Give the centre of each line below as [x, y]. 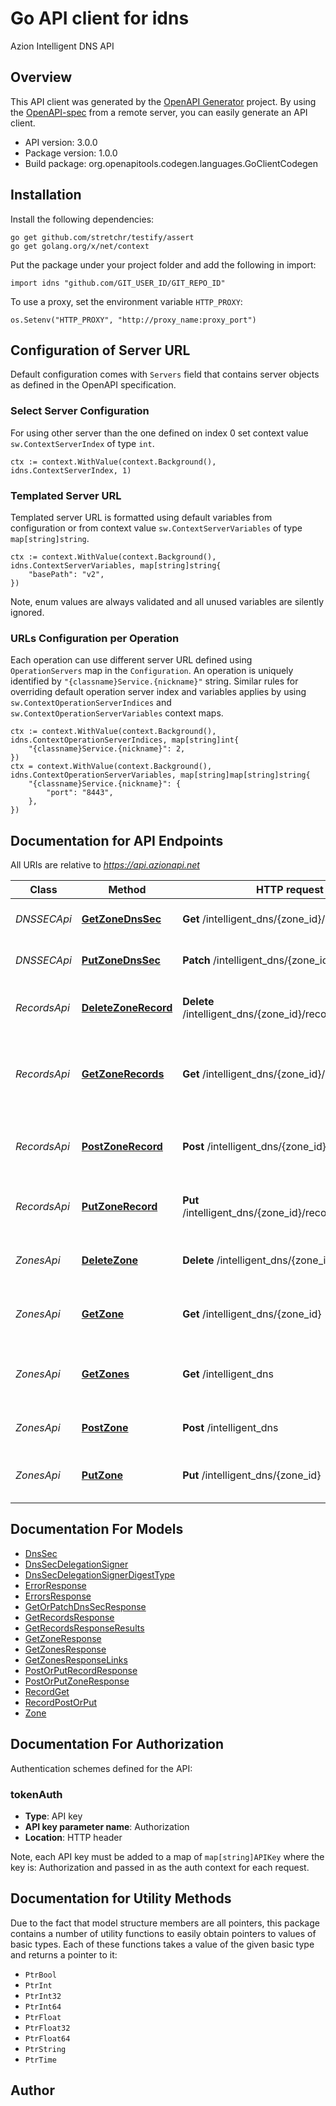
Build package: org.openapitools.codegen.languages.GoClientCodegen [171, 163]
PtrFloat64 [47, 2038]
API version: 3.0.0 [61, 142]
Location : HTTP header [73, 1837]
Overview [41, 77]
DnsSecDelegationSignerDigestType [99, 1574]
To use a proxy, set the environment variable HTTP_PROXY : [126, 301]
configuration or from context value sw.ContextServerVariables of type [156, 528]
